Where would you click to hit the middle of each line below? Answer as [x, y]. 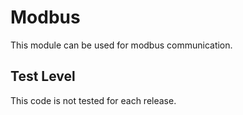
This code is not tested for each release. [93, 100]
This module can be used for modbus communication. [121, 45]
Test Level [43, 76]
